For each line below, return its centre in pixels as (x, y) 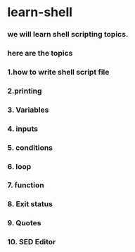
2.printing (25, 91)
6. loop (19, 166)
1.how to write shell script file (58, 72)
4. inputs (23, 129)
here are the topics (40, 53)
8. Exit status (30, 204)
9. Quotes (24, 223)
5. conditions (30, 147)
